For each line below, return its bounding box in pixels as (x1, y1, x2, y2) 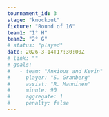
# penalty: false (7, 100, 70, 107)
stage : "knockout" (7, 17, 60, 23)
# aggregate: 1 (7, 94, 63, 100)
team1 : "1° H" (7, 29, 48, 36)
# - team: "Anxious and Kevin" (7, 67, 103, 74)
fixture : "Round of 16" (7, 23, 76, 30)
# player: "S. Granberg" (7, 74, 91, 81)
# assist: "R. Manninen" (7, 81, 91, 87)
